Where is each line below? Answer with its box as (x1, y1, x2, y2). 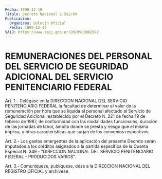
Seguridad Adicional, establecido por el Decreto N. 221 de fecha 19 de (5, 113, 145, 119)
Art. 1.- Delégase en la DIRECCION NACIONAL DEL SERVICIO (5, 98, 127, 104)
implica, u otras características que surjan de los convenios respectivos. (5, 128, 150, 134)
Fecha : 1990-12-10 (5, 7, 42, 12)
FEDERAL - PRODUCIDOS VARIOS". (5, 154, 76, 160)
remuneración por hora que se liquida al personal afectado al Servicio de (5, 108, 151, 114)
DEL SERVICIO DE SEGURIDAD (5, 61, 129, 72)
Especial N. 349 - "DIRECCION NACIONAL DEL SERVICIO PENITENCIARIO (5, 148, 154, 154)
